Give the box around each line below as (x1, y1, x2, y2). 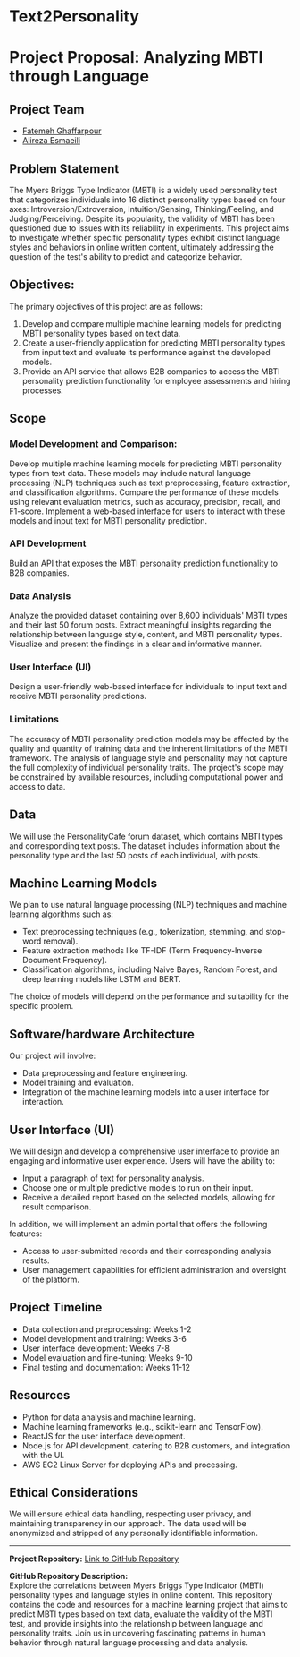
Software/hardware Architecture (9, 1027, 195, 1042)
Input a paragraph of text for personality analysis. (21, 1173, 204, 1183)
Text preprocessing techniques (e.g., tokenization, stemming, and (21, 927, 264, 937)
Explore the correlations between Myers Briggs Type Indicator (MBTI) (9, 1580, 265, 1591)
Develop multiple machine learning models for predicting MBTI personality (9, 458, 283, 469)
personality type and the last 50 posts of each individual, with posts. (9, 850, 261, 860)
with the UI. (21, 1449, 65, 1460)
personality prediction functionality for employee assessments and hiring (21, 375, 291, 386)
